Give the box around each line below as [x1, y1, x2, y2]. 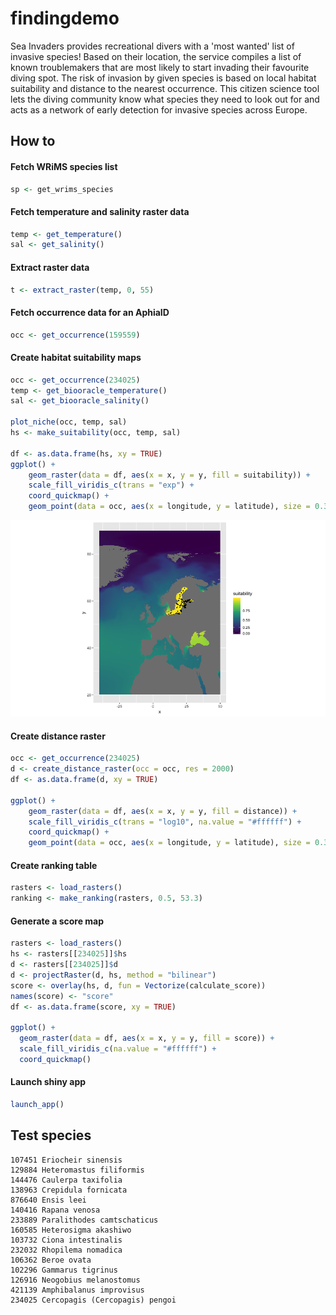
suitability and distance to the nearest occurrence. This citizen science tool [10, 82, 320, 94]
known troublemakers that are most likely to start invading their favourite [10, 61, 310, 73]
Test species [10, 1127, 92, 1144]
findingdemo [10, 7, 120, 30]
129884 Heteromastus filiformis [10, 1165, 145, 1175]
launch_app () [10, 1100, 65, 1110]
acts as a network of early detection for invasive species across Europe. [10, 103, 308, 116]
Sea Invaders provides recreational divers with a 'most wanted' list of [10, 40, 295, 52]
